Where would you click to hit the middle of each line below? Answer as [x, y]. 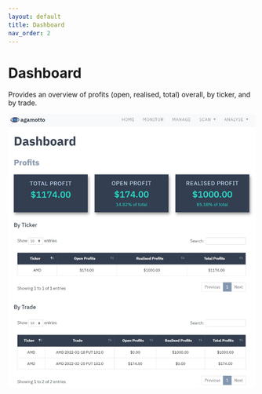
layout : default [35, 16]
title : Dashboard [36, 25]
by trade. [23, 103]
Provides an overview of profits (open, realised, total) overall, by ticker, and [129, 95]
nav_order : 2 [29, 33]
